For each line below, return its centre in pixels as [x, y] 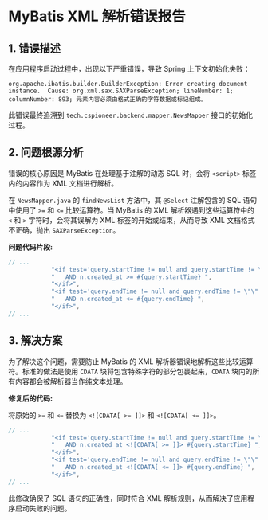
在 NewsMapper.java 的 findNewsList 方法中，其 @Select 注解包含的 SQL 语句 [133, 200]
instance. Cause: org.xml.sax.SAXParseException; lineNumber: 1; [121, 91]
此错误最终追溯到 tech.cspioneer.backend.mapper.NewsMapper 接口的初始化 [131, 115]
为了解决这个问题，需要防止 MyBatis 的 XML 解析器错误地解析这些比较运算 [131, 361]
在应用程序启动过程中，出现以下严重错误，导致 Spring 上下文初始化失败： [130, 69]
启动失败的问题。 [43, 508]
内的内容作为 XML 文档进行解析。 [63, 183]
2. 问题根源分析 [46, 152]
